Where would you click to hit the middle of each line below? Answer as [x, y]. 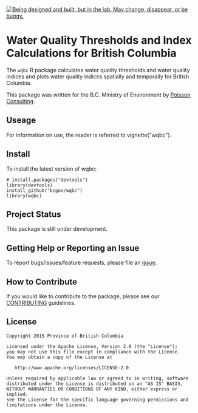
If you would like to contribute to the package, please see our [83, 296]
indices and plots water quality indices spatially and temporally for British [98, 77]
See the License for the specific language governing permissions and [97, 400]
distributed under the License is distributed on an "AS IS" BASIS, [95, 384]
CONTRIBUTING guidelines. [41, 303]
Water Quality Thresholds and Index [99, 40]
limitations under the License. [47, 405]
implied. [17, 394]
